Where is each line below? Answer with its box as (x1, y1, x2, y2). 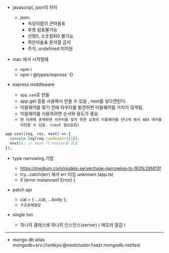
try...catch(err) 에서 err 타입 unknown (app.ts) (20, 171, 114, 177)
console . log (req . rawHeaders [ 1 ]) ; (10, 136, 80, 141)
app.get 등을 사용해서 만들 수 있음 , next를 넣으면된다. (20, 98, 127, 104)
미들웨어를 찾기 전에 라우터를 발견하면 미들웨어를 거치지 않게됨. (20, 105, 144, 110)
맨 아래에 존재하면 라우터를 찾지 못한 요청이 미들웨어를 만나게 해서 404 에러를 (20, 117, 162, 122)
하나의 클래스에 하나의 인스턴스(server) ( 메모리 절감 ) (20, 222, 126, 228)
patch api (12, 187, 32, 193)
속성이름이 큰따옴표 (27, 21, 66, 26)
